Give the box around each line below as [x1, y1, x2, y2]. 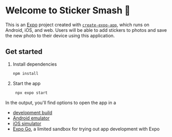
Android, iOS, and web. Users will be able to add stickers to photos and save [5, 27, 167, 33]
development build [12, 109, 52, 115]
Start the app [12, 80, 41, 86]
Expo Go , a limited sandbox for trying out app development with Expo [12, 126, 160, 132]
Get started [5, 47, 43, 56]
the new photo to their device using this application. [5, 32, 115, 38]
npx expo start [15, 90, 48, 95]
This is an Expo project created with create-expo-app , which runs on [5, 22, 150, 28]
